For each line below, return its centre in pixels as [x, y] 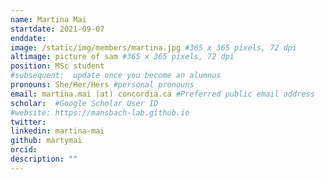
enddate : [28, 38]
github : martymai [46, 141]
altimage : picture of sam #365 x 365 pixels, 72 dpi [122, 57]
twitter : [28, 122]
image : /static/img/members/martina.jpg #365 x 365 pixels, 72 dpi [154, 47]
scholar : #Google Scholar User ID [84, 103]
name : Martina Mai [48, 19]
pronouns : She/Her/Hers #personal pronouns [102, 85]
